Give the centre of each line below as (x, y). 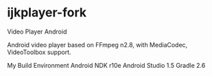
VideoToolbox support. (39, 52)
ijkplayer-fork (47, 13)
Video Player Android (37, 31)
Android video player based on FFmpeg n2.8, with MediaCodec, (97, 45)
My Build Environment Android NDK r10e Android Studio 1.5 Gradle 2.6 (106, 65)
